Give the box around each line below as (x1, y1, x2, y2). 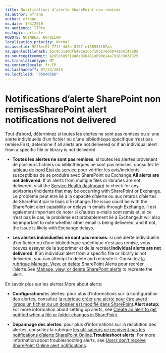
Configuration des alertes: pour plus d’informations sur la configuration (12, 290, 158, 296)
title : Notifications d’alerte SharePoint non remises (5, 7, 121, 12)
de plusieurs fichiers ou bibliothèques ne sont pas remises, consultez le (12, 161, 159, 167)
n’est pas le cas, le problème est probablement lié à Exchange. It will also (12, 214, 161, 220)
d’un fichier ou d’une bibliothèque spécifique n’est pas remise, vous (12, 239, 150, 246)
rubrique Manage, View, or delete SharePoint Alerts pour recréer (12, 261, 144, 267)
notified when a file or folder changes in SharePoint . (12, 311, 119, 318)
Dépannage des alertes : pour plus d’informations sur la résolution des (12, 321, 157, 327)
